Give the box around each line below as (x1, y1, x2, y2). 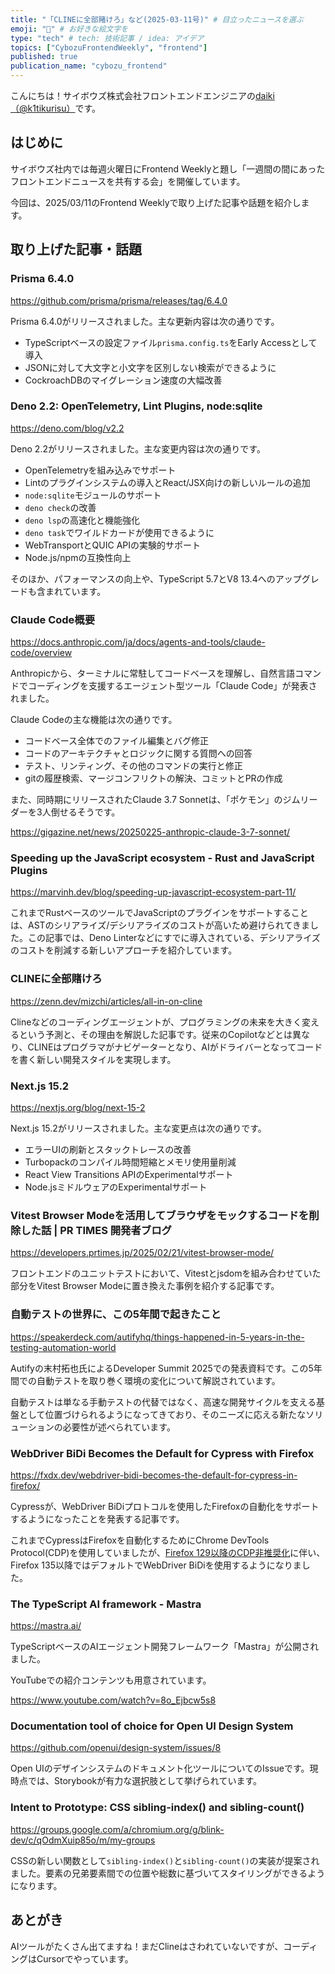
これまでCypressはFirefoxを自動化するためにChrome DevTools (10, 1534, 270, 1546)
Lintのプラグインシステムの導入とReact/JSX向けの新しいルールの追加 (24, 476, 311, 488)
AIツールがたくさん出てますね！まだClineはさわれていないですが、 (10, 1940, 284, 1952)
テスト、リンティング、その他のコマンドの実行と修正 (24, 760, 243, 772)
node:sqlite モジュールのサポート (24, 489, 162, 501)
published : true (10, 52, 78, 62)
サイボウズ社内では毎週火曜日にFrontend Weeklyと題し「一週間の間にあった (10, 162, 326, 175)
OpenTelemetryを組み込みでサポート (24, 464, 177, 476)
